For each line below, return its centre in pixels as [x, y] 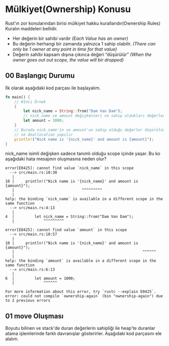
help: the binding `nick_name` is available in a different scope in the [84, 199]
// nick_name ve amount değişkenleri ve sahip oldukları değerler [94, 116]
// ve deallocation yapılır [44, 135]
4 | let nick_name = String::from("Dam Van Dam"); [70, 217]
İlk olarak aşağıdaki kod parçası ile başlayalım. [53, 88]
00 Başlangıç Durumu [40, 76]
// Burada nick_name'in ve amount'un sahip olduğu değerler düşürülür [90, 130]
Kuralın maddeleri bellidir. [31, 28]
